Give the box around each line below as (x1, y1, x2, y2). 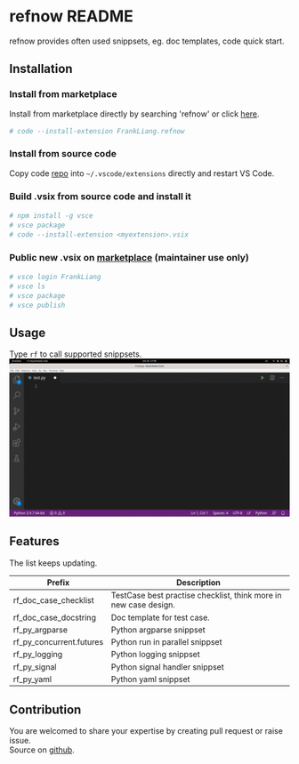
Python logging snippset (110, 649, 200, 660)
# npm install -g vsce (9, 212, 93, 221)
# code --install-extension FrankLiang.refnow (9, 126, 185, 135)
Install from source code (9, 148, 117, 160)
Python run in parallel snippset (110, 637, 222, 647)
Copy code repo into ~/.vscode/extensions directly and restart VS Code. (9, 167, 275, 179)
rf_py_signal (12, 661, 57, 672)
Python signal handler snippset (110, 661, 224, 672)
